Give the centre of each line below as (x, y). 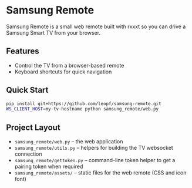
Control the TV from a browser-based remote (69, 65)
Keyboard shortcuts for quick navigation (63, 72)
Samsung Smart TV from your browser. (53, 32)
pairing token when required (49, 167)
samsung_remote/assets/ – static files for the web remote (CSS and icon (100, 173)
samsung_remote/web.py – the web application (69, 142)
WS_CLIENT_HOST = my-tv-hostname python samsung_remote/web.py (82, 109)
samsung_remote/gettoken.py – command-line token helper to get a (95, 160)
